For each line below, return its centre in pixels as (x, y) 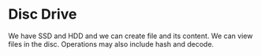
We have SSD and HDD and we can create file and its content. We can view (130, 36)
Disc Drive (43, 14)
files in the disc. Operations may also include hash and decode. (111, 44)
